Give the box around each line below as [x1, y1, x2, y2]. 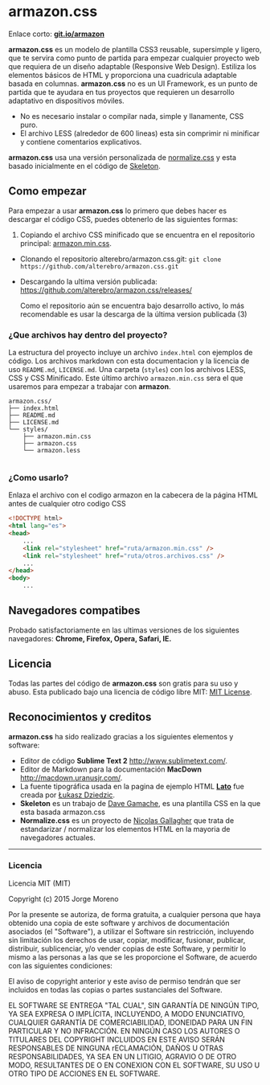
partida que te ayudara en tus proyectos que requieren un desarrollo [8, 87, 235, 96]
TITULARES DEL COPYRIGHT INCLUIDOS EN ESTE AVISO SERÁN [8, 1034, 225, 1044]
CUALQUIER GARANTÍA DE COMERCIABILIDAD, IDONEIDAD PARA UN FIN [8, 1017, 253, 1027]
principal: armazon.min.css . [19, 238, 112, 248]
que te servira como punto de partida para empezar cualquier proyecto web [8, 53, 260, 63]
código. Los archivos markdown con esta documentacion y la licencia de [8, 356, 250, 366]
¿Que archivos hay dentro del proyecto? [8, 329, 168, 340]
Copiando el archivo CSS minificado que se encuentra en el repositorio [19, 230, 256, 240]
